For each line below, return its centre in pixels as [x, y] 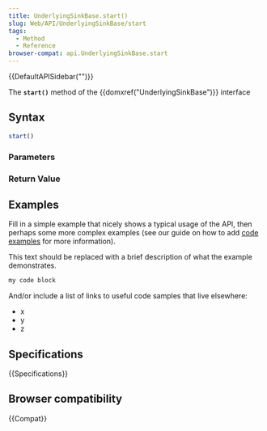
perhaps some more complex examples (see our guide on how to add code [133, 233]
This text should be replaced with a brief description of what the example [130, 257]
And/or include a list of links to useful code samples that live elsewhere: [128, 296]
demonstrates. [32, 266]
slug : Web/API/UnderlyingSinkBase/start [78, 23]
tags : [17, 31]
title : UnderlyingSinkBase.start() [68, 16]
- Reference [36, 46]
